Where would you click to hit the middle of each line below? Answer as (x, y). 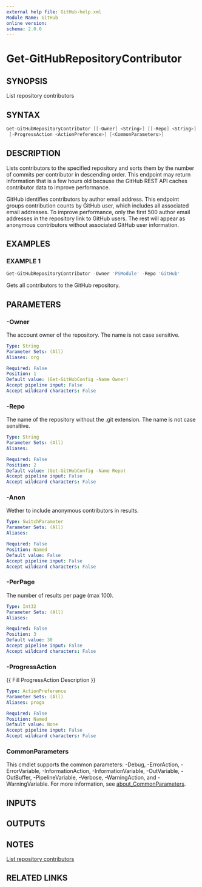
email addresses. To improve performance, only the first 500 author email (98, 212)
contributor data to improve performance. (58, 187)
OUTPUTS (26, 824)
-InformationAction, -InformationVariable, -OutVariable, (111, 771)
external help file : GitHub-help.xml (54, 12)
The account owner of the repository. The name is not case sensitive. (93, 335)
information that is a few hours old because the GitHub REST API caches (97, 181)
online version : (27, 23)
